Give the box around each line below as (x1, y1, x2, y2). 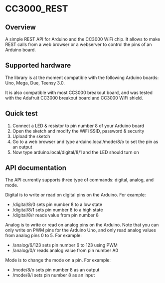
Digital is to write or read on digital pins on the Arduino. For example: (5, 192, 146, 198)
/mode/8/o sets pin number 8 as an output (12, 267, 100, 273)
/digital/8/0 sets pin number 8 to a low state (12, 201, 103, 207)
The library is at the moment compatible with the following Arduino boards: (5, 74, 159, 80)
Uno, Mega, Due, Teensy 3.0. (5, 79, 65, 85)
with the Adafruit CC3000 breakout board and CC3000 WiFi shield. (5, 94, 143, 100)
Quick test (5, 109, 38, 118)
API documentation (5, 163, 66, 172)
